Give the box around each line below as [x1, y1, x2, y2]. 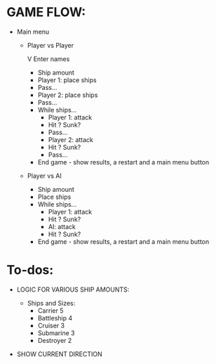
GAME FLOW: [6, 4, 86, 20]
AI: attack [48, 222, 76, 230]
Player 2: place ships [37, 91, 98, 99]
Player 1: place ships [37, 75, 97, 84]
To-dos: [6, 262, 54, 278]
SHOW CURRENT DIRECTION [16, 349, 102, 358]
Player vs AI [27, 171, 62, 180]
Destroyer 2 [37, 336, 72, 344]
